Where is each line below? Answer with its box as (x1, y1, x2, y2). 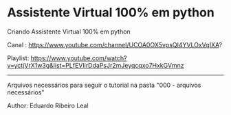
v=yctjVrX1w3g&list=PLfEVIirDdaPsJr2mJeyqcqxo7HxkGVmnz (7, 61, 184, 69)
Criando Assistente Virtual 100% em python (7, 27, 131, 36)
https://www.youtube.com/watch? (30, 53, 127, 62)
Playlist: (7, 53, 30, 62)
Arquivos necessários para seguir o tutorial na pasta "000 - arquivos (7, 81, 201, 89)
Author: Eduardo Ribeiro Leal (7, 101, 89, 110)
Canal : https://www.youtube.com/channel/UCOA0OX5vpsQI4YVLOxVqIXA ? (7, 40, 222, 49)
